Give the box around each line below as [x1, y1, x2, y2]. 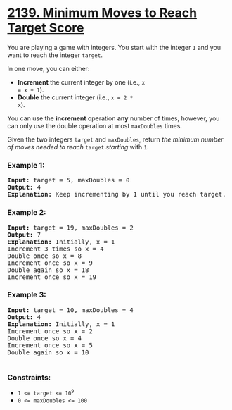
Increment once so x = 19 [7, 273, 97, 281]
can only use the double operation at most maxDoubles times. [7, 121, 183, 130]
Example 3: [7, 290, 47, 300]
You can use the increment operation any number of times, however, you [7, 114, 220, 123]
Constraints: [7, 372, 51, 382]
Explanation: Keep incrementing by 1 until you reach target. [7, 190, 226, 199]
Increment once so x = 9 [7, 259, 93, 267]
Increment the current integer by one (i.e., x [17, 77, 146, 86]
